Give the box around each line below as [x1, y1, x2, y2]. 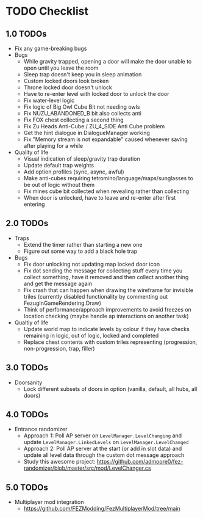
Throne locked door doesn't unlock [23, 84, 112, 91]
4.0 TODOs [5, 409, 49, 420]
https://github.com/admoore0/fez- [96, 458, 183, 465]
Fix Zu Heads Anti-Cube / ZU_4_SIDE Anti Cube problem [23, 123, 165, 129]
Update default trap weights [23, 162, 94, 169]
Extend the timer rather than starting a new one [23, 241, 143, 248]
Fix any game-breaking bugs [14, 45, 87, 52]
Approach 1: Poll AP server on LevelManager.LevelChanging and [23, 432, 182, 439]
